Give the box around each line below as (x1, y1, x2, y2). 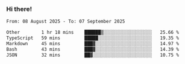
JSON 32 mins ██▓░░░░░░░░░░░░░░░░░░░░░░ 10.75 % (6, 52, 180, 58)
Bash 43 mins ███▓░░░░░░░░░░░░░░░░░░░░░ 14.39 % (6, 46, 180, 53)
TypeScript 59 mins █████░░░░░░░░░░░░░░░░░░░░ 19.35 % (6, 35, 180, 41)
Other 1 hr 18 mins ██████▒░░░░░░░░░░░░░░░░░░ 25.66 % (6, 30, 180, 36)
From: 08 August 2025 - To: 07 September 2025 (6, 19, 125, 25)
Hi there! (6, 5, 33, 13)
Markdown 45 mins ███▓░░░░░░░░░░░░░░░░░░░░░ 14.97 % (6, 40, 180, 46)
